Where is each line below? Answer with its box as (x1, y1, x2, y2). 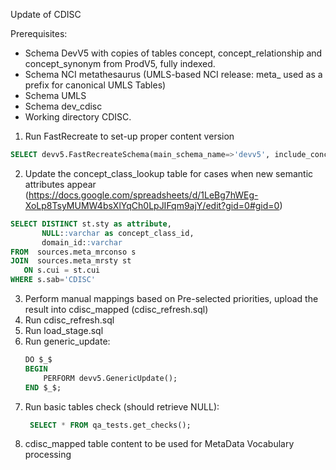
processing (24, 449, 72, 461)
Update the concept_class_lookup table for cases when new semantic (24, 167, 314, 179)
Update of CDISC (10, 9, 82, 20)
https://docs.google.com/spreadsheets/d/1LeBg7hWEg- (28, 189, 259, 201)
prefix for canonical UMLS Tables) (24, 79, 167, 91)
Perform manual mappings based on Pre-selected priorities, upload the (24, 293, 319, 304)
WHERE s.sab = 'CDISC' (10, 275, 97, 285)
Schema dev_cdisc (24, 100, 103, 112)
